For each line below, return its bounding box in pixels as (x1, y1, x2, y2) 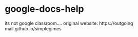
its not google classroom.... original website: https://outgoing (5, 20, 133, 26)
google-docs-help (5, 3, 84, 15)
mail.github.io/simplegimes (5, 25, 62, 31)
